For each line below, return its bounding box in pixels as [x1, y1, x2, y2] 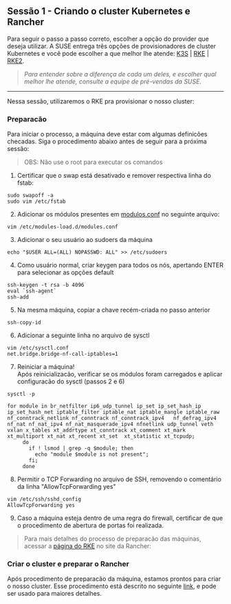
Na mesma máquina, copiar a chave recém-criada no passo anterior [16, 306, 210, 314]
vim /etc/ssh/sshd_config [7, 496, 81, 503]
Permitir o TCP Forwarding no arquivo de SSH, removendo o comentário [16, 475, 222, 483]
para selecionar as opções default [16, 268, 114, 276]
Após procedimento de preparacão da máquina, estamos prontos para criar [7, 575, 221, 583]
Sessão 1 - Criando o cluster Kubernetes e [7, 6, 190, 17]
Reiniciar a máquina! [16, 363, 75, 371]
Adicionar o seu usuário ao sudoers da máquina [16, 236, 153, 244]
